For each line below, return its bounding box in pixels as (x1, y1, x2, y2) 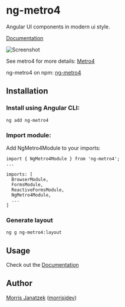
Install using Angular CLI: (6, 104, 80, 112)
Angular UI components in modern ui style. (6, 23, 110, 30)
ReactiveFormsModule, (11, 187, 65, 193)
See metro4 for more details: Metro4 (6, 57, 96, 64)
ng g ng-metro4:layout (6, 230, 62, 235)
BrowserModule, (11, 176, 49, 182)
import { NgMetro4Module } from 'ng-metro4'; (6, 156, 120, 161)
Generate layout (6, 216, 53, 224)
